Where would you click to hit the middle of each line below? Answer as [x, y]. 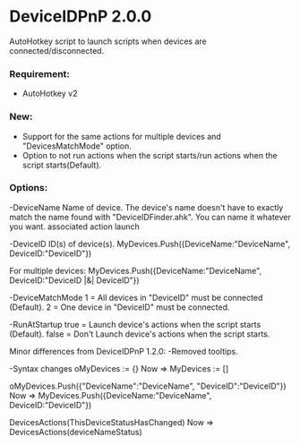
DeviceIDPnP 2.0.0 [81, 17]
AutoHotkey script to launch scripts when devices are [108, 41]
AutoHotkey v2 [50, 94]
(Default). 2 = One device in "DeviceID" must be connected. [120, 307]
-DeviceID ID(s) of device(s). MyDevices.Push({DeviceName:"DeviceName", [150, 244]
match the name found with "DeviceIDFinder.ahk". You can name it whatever [150, 217]
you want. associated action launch [75, 227]
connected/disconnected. [57, 50]
